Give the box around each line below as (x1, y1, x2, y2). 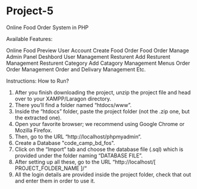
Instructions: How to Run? (6, 77, 69, 84)
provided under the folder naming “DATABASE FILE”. (14, 152, 143, 159)
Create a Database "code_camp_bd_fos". (14, 139, 116, 146)
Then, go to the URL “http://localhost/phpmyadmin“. (14, 133, 142, 140)
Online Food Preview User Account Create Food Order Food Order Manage (6, 46, 189, 54)
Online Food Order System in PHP (6, 24, 89, 31)
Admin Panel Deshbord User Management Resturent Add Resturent (6, 53, 171, 60)
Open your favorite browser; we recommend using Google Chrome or (14, 120, 185, 127)
